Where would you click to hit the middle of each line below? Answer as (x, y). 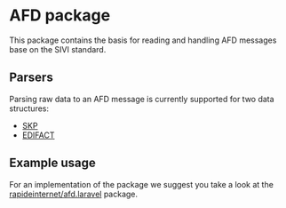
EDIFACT (38, 135)
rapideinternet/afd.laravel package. (74, 194)
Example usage (52, 163)
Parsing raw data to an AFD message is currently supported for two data (142, 99)
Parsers (31, 78)
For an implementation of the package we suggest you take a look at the (141, 184)
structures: (29, 108)
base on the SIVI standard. (58, 49)
